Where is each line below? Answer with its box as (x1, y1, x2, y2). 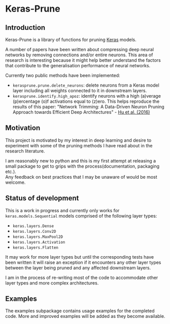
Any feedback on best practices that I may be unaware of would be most (5, 174, 157, 180)
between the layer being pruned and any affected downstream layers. (5, 264, 151, 271)
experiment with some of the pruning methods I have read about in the (5, 142, 153, 148)
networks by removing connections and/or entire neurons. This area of (5, 52, 153, 58)
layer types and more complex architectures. (5, 279, 99, 286)
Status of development (5, 194, 79, 202)
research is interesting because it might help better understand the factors (5, 57, 161, 63)
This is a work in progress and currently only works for (5, 207, 120, 213)
